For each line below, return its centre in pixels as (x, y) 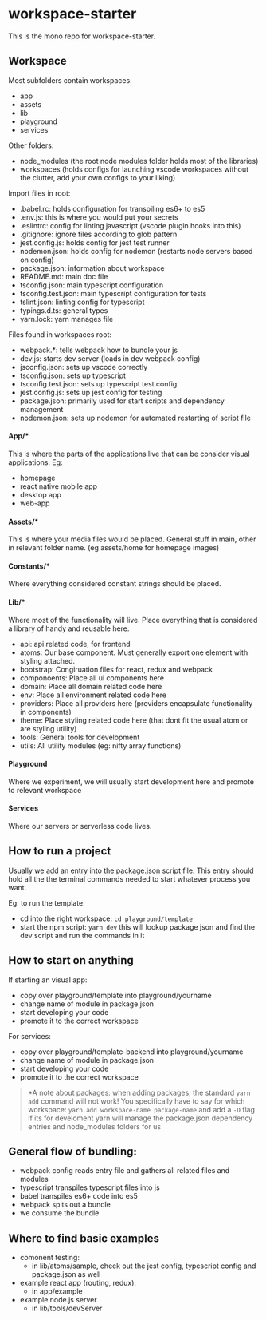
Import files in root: (39, 193)
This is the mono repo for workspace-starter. (82, 36)
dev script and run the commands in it (82, 935)
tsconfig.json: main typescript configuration (92, 285)
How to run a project (60, 851)
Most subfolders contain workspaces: (70, 80)
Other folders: (31, 145)
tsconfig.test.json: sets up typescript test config (98, 383)
